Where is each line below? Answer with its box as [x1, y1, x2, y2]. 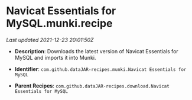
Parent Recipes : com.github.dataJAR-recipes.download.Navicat [14, 82, 170, 89]
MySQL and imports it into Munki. [14, 54, 96, 61]
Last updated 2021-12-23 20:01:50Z [6, 36, 94, 43]
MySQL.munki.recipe [6, 17, 113, 30]
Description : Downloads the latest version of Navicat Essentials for [14, 47, 178, 54]
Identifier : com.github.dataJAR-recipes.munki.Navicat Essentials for [14, 65, 187, 72]
